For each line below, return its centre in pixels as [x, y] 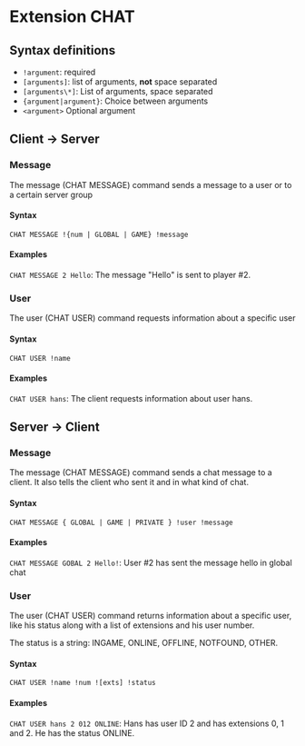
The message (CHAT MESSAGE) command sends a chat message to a [141, 472]
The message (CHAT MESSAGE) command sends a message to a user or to [151, 184]
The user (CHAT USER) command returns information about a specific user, [151, 616]
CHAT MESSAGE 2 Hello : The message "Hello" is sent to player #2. [130, 275]
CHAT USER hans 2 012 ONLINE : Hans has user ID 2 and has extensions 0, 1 [147, 723]
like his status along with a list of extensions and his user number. [132, 625]
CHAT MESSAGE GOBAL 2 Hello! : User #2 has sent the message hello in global [151, 562]
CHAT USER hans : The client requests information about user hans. [131, 398]
